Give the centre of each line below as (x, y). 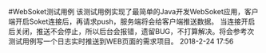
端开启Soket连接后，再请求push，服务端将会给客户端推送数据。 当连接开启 (132, 21)
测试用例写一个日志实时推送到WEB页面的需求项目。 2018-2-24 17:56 (121, 41)
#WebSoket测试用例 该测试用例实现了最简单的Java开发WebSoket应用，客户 (133, 11)
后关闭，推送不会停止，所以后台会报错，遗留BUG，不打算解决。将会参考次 (131, 31)
